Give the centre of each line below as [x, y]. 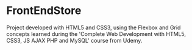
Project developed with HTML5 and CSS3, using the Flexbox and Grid [94, 27]
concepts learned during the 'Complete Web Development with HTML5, [96, 34]
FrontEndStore [44, 11]
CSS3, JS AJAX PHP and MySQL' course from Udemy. [74, 40]
